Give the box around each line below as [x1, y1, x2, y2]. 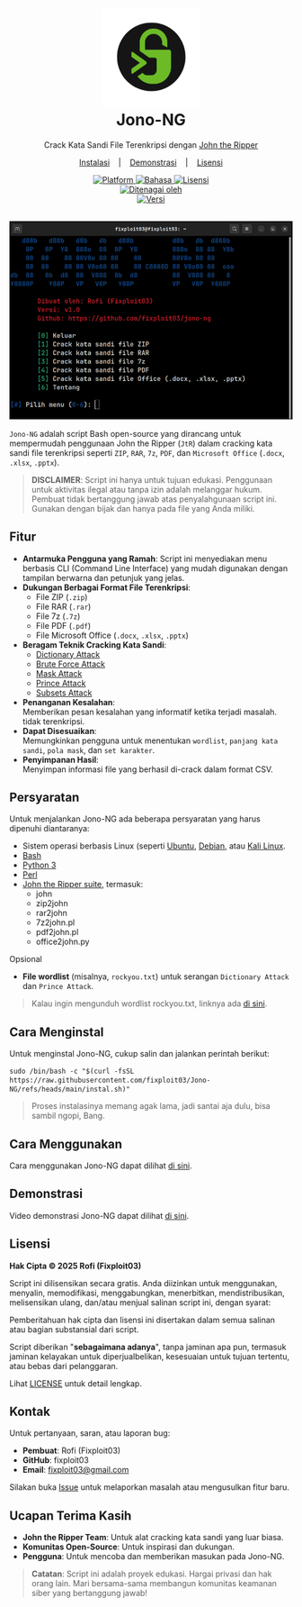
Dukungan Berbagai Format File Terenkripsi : [22, 582, 191, 593]
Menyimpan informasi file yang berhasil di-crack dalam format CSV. [22, 764, 274, 775]
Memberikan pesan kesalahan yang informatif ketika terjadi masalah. [22, 706, 277, 717]
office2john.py [35, 936, 90, 948]
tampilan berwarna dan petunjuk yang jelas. [22, 572, 185, 583]
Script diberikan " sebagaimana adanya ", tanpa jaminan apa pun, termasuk [9, 1341, 287, 1352]
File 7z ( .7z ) [35, 611, 81, 622]
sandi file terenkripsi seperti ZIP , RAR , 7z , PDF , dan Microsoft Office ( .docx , [9, 447, 285, 458]
